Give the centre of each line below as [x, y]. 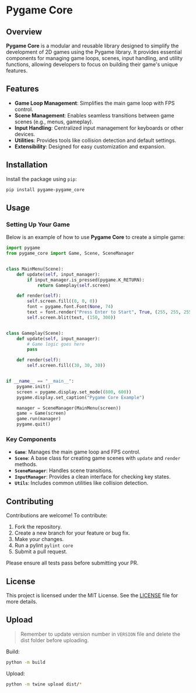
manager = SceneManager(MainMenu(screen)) [69, 408]
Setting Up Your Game [38, 224]
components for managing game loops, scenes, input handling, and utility [94, 58]
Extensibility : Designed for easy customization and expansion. [90, 146]
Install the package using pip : [41, 179]
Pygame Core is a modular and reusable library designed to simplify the [92, 46]
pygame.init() [34, 386]
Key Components [31, 439]
